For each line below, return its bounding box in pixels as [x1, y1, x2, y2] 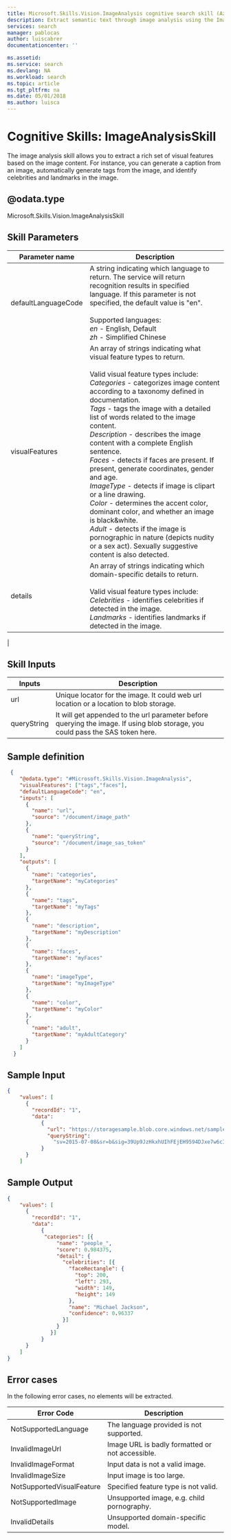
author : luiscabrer [7, 36, 63, 43]
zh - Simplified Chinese [89, 332, 166, 342]
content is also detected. [89, 549, 170, 559]
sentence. [89, 446, 122, 456]
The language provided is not [107, 1420, 202, 1430]
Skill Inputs [7, 658, 56, 670]
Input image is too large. [107, 1471, 186, 1480]
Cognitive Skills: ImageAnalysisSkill [7, 129, 217, 144]
